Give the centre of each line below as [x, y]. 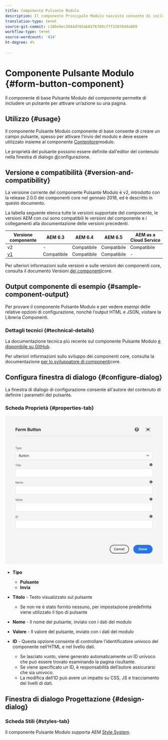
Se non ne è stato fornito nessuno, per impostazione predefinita [85, 607]
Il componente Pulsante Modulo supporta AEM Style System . [68, 732]
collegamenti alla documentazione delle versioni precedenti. [67, 224]
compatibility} [28, 180]
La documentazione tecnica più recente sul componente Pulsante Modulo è [83, 341]
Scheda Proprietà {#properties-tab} [49, 408]
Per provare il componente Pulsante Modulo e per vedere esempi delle [78, 306]
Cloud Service [145, 240]
